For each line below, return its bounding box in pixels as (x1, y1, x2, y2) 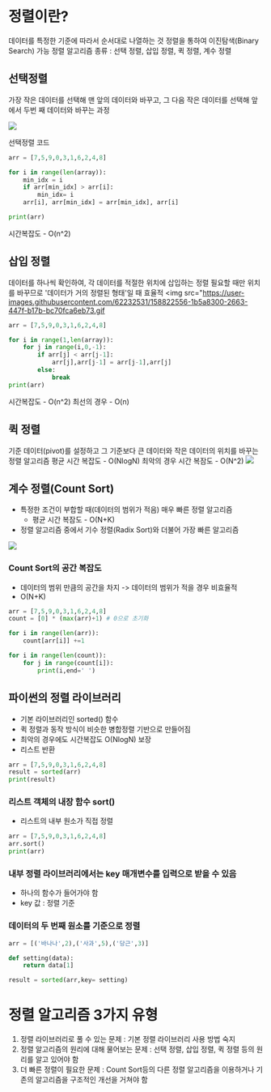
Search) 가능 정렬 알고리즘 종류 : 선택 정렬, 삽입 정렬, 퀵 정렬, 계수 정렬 (8, 45, 232, 55)
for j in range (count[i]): (23, 659, 114, 667)
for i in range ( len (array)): (8, 168, 107, 177)
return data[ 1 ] (23, 962, 74, 970)
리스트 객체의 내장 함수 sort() (8, 796, 116, 808)
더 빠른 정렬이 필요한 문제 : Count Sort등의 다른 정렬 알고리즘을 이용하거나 (19, 1064, 255, 1074)
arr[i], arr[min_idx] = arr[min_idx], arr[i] (23, 198, 180, 207)
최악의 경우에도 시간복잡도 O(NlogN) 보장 (19, 734, 152, 744)
